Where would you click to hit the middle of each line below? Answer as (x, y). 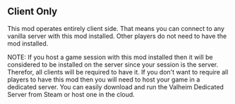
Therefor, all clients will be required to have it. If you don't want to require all (118, 72)
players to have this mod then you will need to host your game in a (104, 79)
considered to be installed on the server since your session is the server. (113, 64)
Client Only (32, 12)
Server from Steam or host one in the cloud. (71, 94)
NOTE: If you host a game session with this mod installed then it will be (110, 57)
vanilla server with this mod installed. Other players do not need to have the (117, 36)
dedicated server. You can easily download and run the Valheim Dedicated (116, 86)
